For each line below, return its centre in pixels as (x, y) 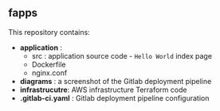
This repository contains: (49, 32)
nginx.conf (49, 73)
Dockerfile (49, 64)
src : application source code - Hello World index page (122, 55)
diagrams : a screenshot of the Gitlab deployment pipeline (116, 81)
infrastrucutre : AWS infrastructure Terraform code (103, 90)
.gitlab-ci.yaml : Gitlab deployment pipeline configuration (114, 98)
